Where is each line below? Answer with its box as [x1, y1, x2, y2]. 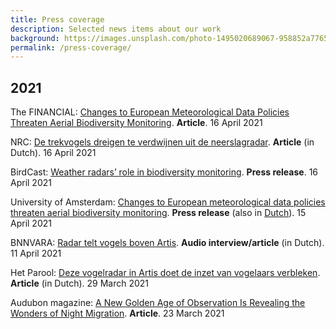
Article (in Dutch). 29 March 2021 [10, 277, 150, 290]
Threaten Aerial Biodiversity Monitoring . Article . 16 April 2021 [10, 117, 263, 129]
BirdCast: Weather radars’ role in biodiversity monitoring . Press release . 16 [10, 166, 319, 178]
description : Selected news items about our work [10, 24, 222, 34]
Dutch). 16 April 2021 [10, 147, 97, 159]
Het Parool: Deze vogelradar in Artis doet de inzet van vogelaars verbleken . [10, 267, 321, 279]
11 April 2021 [10, 247, 62, 260]
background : [10, 33, 60, 43]
